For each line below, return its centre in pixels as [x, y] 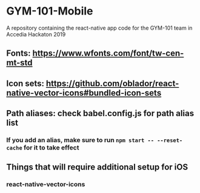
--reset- [170, 141]
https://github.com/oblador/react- [112, 83]
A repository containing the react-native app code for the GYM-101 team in [99, 28]
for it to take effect [51, 148]
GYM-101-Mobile [50, 11]
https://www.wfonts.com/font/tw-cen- [108, 54]
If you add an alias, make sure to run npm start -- [80, 140]
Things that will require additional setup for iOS [97, 167]
